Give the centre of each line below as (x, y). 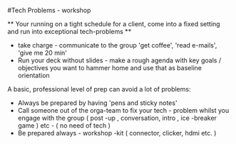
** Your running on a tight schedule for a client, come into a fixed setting (114, 24)
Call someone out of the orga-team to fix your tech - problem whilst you (123, 110)
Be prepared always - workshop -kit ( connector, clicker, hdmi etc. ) (117, 133)
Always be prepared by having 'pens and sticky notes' (97, 103)
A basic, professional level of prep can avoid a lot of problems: (99, 89)
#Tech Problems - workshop (49, 10)
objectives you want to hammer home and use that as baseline (109, 68)
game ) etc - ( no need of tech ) (64, 126)
